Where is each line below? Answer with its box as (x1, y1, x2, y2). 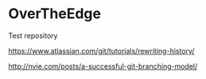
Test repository (8, 31, 58, 40)
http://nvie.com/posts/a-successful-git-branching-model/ (8, 61, 198, 71)
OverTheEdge (8, 5, 102, 23)
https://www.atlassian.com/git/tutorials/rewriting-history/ (8, 46, 195, 55)
